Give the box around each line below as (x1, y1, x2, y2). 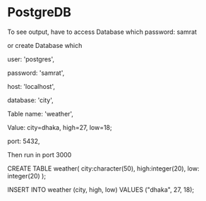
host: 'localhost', (7, 82, 55, 90)
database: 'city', (7, 96, 54, 104)
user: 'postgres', (7, 54, 55, 63)
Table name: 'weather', (7, 109, 74, 118)
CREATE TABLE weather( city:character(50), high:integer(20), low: (7, 164, 200, 173)
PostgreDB (7, 4, 72, 20)
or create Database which (7, 41, 83, 49)
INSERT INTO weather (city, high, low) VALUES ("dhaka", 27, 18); (7, 185, 195, 194)
